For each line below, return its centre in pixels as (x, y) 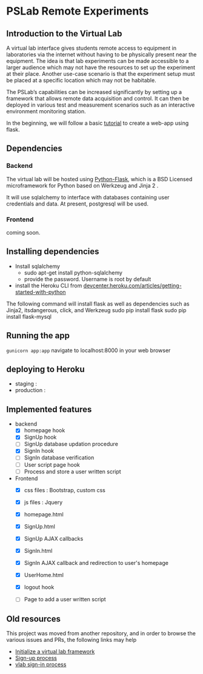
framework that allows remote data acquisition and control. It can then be (98, 98)
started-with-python (40, 292)
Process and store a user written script (72, 472)
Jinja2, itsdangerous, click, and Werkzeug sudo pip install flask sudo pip (96, 310)
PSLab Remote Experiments (78, 11)
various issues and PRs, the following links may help (72, 640)
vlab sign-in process (41, 664)
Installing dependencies (53, 252)
